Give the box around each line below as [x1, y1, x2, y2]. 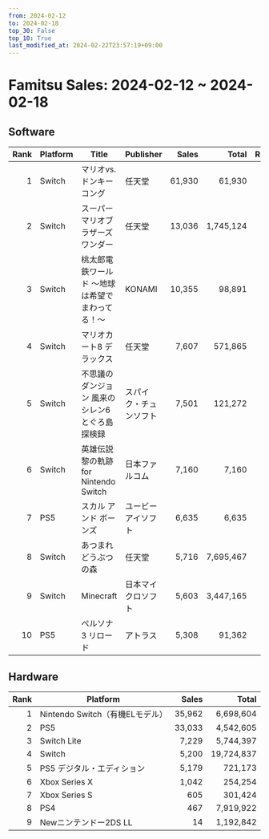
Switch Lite [39, 735, 82, 746]
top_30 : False [8, 26, 56, 34]
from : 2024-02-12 [8, 11, 66, 20]
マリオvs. [81, 164, 117, 175]
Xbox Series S [39, 789, 93, 800]
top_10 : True [8, 34, 52, 43]
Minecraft [81, 590, 118, 602]
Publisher [125, 149, 163, 160]
